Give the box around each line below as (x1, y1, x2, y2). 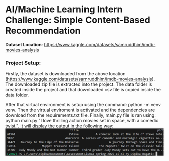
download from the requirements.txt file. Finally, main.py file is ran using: (5, 112, 156, 118)
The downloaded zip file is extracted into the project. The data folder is (5, 81, 152, 87)
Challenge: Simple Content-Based (5, 14, 151, 26)
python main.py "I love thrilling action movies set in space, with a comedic (5, 118, 159, 124)
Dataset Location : (5, 41, 43, 47)
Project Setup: (5, 59, 41, 66)
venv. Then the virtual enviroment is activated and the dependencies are (5, 107, 155, 113)
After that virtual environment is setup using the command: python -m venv (5, 102, 161, 108)
